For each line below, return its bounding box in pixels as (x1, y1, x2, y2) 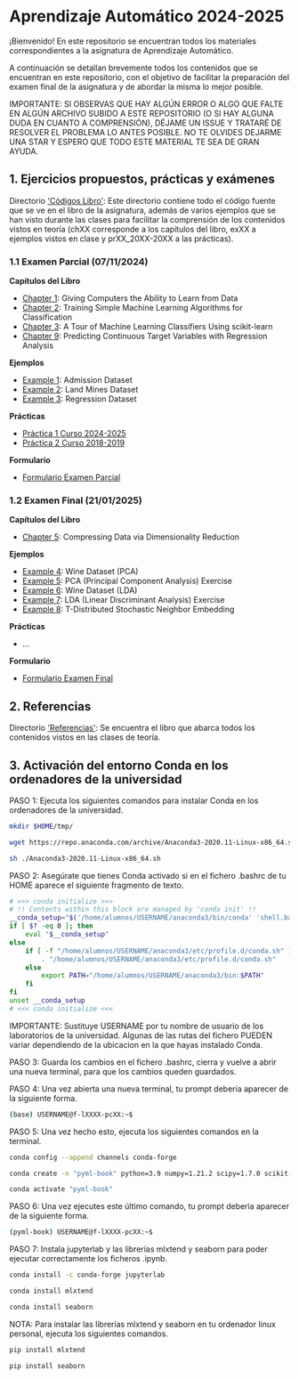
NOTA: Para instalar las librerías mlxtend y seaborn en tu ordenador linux (9, 1318, 276, 1329)
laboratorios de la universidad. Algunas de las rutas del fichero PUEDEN (9, 1030, 273, 1041)
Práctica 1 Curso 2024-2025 (21, 428, 126, 439)
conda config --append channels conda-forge (9, 1153, 177, 1162)
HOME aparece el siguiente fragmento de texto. (9, 880, 184, 890)
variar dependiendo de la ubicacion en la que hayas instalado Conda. (9, 1039, 263, 1050)
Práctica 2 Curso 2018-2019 (21, 438, 125, 449)
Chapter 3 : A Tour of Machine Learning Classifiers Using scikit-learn (21, 321, 273, 332)
